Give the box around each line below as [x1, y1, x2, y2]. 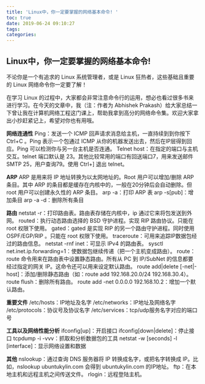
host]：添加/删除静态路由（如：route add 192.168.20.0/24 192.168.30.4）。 [6, 270, 192, 278]
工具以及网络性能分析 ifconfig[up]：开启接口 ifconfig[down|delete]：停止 [6, 327, 189, 334]
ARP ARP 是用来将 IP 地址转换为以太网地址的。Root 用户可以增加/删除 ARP [6, 173, 194, 180]
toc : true [6, 15, 32, 21]
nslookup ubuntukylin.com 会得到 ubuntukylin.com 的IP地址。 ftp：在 [16, 363, 191, 370]
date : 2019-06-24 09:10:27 [6, 20, 75, 26]
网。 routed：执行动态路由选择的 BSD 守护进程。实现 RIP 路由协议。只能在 [6, 216, 194, 224]
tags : [6, 26, 20, 32]
